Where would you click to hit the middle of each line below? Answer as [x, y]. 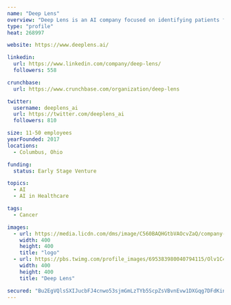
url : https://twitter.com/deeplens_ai [69, 114]
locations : [23, 146]
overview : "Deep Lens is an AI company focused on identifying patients [113, 20]
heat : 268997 [26, 33]
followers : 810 [35, 121]
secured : [20, 291]
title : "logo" [40, 253]
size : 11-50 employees [40, 133]
